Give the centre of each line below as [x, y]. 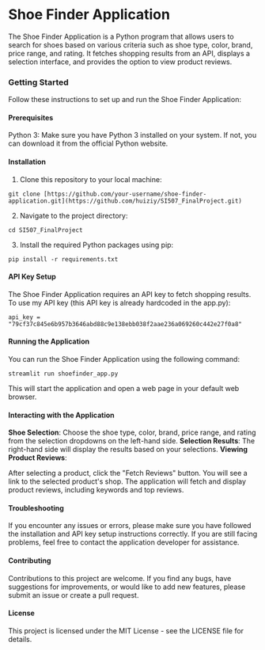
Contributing [30, 561]
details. [20, 639]
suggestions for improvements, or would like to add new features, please [127, 587]
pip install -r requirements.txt [63, 259]
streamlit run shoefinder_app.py [63, 374]
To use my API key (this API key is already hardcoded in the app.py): [119, 302]
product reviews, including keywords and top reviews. [96, 490]
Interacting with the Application [61, 415]
